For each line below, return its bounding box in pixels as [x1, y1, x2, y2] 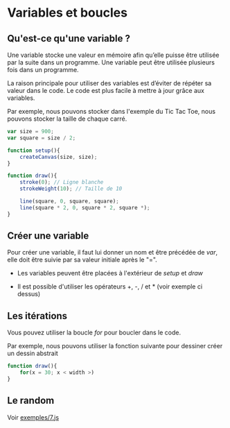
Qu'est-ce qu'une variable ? [7, 33, 130, 44]
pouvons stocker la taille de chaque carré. [7, 114, 127, 123]
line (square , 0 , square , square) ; [19, 198, 119, 205]
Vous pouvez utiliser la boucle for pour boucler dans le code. [7, 328, 182, 337]
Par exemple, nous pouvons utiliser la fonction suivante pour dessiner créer [7, 342, 223, 350]
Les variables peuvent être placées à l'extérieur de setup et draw [17, 269, 203, 277]
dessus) [17, 290, 41, 298]
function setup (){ [7, 147, 60, 154]
